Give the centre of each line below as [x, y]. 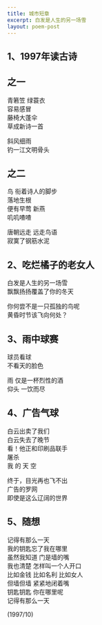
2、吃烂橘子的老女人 [51, 265]
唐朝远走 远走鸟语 [32, 232]
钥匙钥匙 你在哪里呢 [35, 592]
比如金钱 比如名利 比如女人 [45, 574]
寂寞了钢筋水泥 [28, 241]
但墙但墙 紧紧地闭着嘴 [38, 583]
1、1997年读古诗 [42, 56]
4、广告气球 [33, 413]
